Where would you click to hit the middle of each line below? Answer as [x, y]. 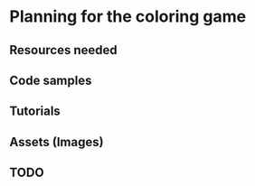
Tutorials [35, 112]
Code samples [51, 80]
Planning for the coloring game [128, 17]
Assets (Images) [57, 142]
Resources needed [63, 50]
